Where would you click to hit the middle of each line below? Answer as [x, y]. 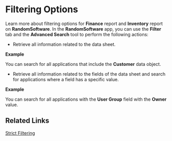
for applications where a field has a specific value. [66, 79]
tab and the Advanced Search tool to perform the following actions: [77, 34]
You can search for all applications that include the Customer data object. [83, 64]
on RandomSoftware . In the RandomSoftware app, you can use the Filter [83, 29]
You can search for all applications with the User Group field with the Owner [86, 99]
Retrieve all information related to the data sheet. [64, 44]
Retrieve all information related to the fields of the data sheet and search [89, 74]
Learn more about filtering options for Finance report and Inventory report [84, 24]
